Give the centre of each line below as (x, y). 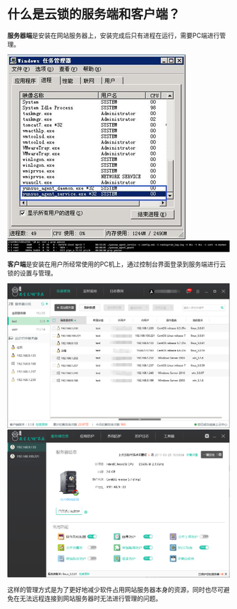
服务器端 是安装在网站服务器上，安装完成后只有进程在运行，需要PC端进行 (114, 35)
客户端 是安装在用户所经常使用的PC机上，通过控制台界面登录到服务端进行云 (117, 264)
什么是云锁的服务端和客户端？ (94, 14)
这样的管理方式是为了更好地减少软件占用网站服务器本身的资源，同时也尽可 (115, 589)
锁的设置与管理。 (32, 273)
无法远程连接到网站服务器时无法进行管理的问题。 (91, 598)
